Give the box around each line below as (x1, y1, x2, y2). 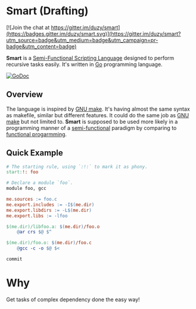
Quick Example (6, 148, 64, 158)
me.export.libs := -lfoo (6, 213, 68, 219)
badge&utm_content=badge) (6, 43, 77, 50)
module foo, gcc (6, 186, 46, 192)
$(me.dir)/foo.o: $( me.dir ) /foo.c (6, 240, 92, 246)
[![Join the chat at (6, 24, 50, 31)
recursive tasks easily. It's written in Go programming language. (6, 61, 163, 68)
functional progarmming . (6, 130, 67, 138)
